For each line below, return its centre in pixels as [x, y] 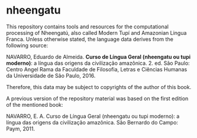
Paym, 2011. [21, 129]
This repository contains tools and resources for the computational [87, 27]
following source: [27, 45]
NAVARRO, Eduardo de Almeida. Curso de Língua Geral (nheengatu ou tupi [98, 57]
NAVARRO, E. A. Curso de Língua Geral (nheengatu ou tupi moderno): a [93, 116]
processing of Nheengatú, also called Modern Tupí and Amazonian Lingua [96, 32]
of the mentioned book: [35, 104]
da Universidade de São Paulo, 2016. [51, 75]
